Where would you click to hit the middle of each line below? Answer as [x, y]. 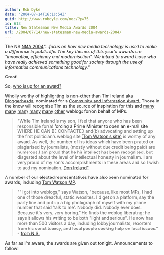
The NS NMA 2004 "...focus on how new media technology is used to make [81, 46]
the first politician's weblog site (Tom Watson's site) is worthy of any [86, 136]
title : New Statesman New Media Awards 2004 [51, 28]
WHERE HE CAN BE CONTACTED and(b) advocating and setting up [85, 131]
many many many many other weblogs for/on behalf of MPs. [66, 111]
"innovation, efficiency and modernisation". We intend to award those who [81, 57]
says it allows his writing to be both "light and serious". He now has [85, 218]
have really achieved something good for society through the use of [74, 62]
